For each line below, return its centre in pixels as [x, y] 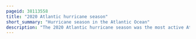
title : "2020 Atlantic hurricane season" [57, 17]
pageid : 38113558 [27, 11]
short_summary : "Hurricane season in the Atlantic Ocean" [78, 22]
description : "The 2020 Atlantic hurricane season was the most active [95, 27]
